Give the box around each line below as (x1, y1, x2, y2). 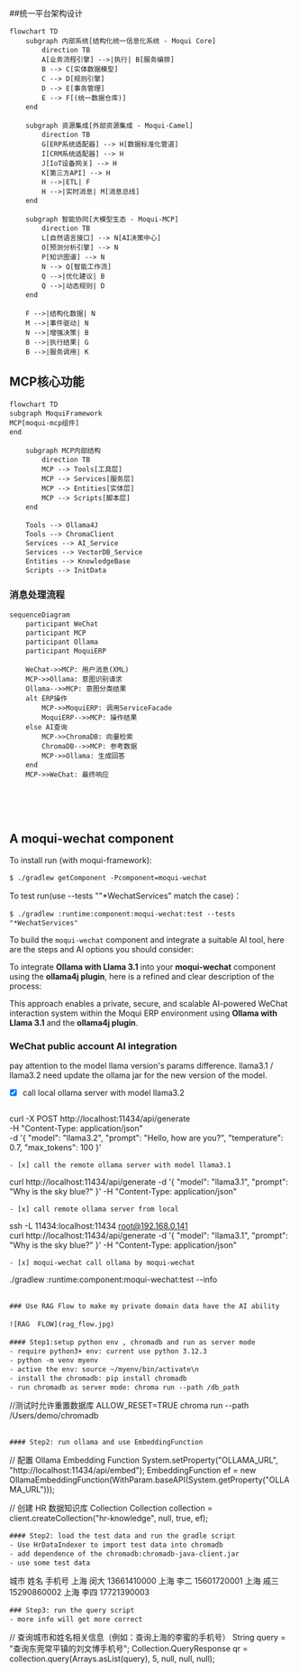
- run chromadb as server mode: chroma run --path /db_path (9, 1383, 240, 1392)
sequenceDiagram (9, 610, 70, 620)
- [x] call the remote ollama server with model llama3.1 (9, 1161, 231, 1170)
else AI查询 (25, 723, 68, 732)
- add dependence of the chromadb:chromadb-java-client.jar (9, 1549, 240, 1559)
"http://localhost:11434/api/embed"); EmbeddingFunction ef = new (9, 1465, 257, 1476)
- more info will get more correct (9, 1615, 143, 1624)
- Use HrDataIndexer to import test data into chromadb (9, 1540, 223, 1550)
